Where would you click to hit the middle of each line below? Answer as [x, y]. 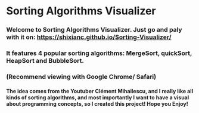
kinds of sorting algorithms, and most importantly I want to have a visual [98, 97]
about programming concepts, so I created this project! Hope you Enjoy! [97, 103]
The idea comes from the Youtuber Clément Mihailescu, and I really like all [100, 91]
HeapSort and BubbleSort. [45, 61]
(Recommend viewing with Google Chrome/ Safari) [81, 77]
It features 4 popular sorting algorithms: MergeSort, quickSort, [99, 53]
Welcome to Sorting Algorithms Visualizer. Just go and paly [94, 30]
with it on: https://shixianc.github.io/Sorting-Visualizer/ [89, 37]
